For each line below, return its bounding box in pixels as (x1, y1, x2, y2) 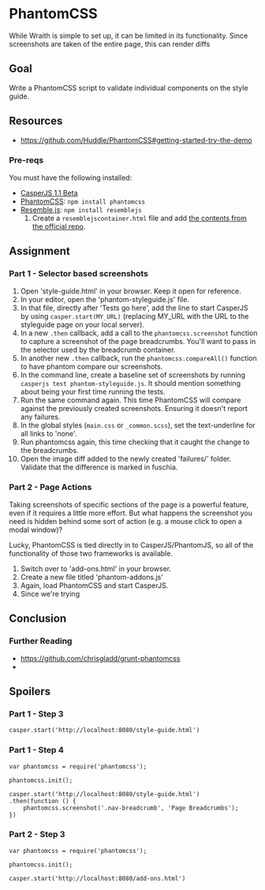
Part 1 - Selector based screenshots (9, 268, 149, 279)
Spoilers (9, 684, 51, 698)
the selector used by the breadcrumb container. (20, 345, 176, 354)
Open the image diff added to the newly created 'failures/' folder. (20, 454, 232, 463)
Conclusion (9, 612, 67, 626)
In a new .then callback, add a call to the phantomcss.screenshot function (20, 328, 258, 338)
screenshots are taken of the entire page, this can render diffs (9, 39, 211, 48)
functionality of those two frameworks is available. (9, 548, 173, 558)
